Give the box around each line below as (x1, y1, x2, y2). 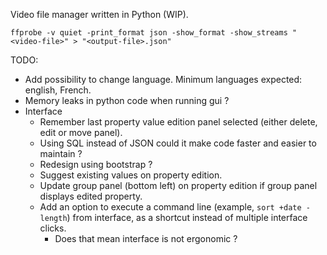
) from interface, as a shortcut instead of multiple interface (66, 212, 308, 223)
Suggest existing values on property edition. (39, 169, 223, 181)
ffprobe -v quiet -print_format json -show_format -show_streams (10, 28, 288, 38)
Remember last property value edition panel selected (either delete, (39, 116, 318, 128)
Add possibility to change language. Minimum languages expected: (24, 74, 303, 85)
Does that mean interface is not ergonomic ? (54, 233, 238, 244)
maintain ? (39, 148, 83, 159)
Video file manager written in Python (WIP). (10, 9, 189, 20)
